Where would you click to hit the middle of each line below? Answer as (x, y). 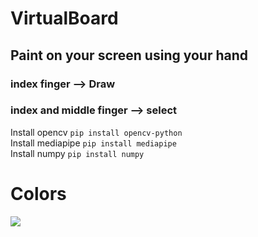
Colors (38, 193)
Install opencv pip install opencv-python (96, 132)
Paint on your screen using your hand (129, 55)
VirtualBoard (64, 18)
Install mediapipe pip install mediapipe (93, 143)
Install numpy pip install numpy (77, 153)
